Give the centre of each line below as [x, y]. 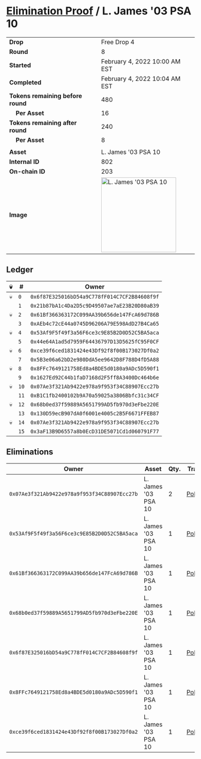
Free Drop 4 [118, 42]
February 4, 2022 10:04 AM [141, 78]
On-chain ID [27, 171]
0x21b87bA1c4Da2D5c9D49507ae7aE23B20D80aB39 [95, 306]
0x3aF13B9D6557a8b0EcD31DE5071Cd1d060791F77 [95, 431]
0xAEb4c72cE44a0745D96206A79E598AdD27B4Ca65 [95, 324]
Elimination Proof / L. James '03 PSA [99, 11]
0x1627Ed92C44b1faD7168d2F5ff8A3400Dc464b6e [95, 377]
